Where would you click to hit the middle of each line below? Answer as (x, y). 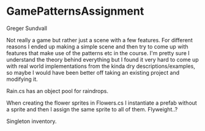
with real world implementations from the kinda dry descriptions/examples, (101, 66)
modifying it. (22, 79)
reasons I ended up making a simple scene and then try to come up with (97, 47)
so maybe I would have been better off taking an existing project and (93, 72)
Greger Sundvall (27, 28)
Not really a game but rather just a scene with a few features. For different (99, 40)
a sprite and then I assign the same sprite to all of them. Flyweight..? (92, 109)
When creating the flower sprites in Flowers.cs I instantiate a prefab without (102, 103)
